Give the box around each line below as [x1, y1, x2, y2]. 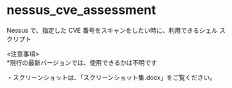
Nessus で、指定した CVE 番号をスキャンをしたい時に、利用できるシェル [6, 26, 219, 34]
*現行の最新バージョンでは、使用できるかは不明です [6, 58, 157, 66]
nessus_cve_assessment [6, 2, 156, 18]
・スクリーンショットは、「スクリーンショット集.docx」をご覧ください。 [6, 73, 216, 82]
